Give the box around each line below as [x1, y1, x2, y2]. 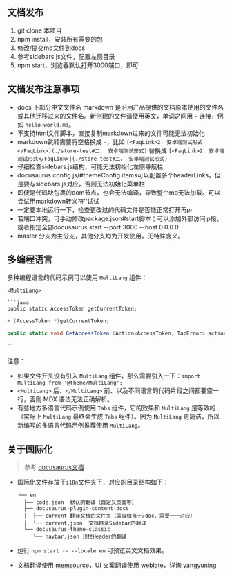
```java [7, 299, 30, 306]
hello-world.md [25, 121, 69, 128]
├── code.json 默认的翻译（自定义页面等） [23, 499, 137, 506]
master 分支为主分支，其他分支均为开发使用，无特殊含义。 [17, 232, 184, 240]
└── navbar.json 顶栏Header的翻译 [32, 533, 127, 540]
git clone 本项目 [17, 26, 62, 35]
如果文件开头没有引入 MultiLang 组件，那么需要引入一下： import [17, 372, 201, 380]
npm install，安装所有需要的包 [17, 35, 104, 43]
